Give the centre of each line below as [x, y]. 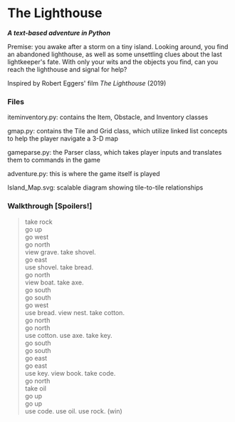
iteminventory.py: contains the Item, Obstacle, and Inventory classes [108, 117]
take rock [38, 222]
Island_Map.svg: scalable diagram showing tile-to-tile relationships [105, 187]
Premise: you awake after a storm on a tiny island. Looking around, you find [118, 46]
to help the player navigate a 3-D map [63, 139]
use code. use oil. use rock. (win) [73, 411]
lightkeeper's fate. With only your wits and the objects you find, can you [113, 61]
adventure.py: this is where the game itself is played [84, 174]
